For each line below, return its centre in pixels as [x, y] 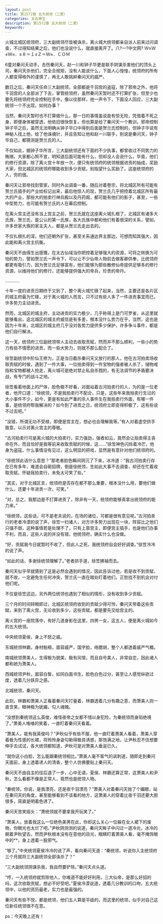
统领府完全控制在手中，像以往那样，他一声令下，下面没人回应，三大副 [88, 99]
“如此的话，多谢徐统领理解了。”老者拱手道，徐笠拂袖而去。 [63, 561]
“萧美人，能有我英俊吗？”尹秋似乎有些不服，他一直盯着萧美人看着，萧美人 [79, 734]
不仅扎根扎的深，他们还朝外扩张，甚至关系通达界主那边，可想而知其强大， [79, 236]
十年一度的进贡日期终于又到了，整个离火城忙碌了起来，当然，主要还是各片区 [81, 291]
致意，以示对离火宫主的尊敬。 [35, 428]
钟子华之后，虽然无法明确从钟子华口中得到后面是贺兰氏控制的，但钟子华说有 [81, 128]
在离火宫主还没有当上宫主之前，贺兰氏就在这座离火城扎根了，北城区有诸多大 [81, 214]
